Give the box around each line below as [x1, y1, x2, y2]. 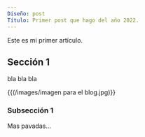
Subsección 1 [7, 106, 54, 115]
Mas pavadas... [7, 122, 51, 130]
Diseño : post [7, 10, 46, 17]
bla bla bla [7, 75, 37, 83]
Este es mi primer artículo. [7, 36, 83, 44]
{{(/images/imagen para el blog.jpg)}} [7, 88, 116, 96]
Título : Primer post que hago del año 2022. [7, 17, 139, 24]
